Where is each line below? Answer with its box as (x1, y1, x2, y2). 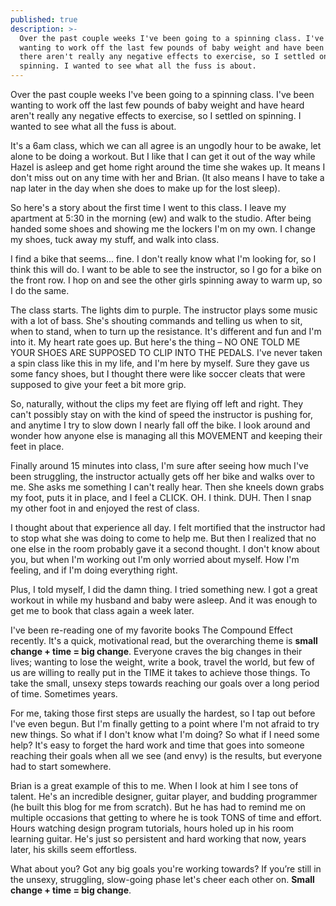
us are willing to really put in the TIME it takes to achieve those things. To (10, 667, 311, 678)
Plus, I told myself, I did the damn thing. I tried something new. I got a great (10, 584, 318, 595)
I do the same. (10, 285, 70, 296)
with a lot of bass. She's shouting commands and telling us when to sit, (10, 315, 303, 326)
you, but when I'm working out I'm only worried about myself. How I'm (10, 554, 300, 565)
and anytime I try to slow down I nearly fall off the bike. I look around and (10, 419, 311, 431)
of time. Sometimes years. (10, 688, 118, 700)
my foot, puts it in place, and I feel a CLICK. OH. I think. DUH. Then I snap (10, 492, 312, 503)
